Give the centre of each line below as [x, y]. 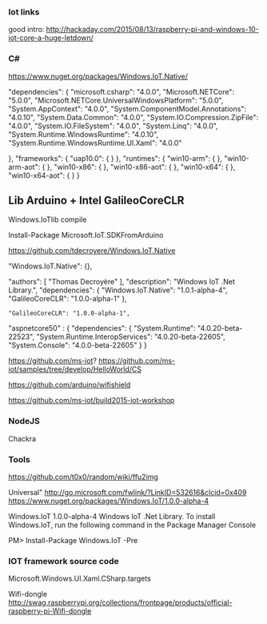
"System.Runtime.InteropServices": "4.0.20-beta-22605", [130, 337]
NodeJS [24, 421]
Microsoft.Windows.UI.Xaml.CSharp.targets [80, 578]
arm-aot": [24, 167]
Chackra [22, 438]
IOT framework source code [64, 561]
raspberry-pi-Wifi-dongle [50, 611]
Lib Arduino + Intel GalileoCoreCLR [96, 200]
